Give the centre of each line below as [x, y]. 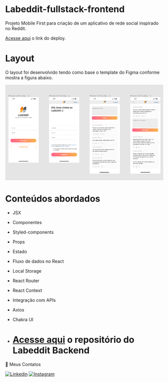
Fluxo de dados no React [38, 261]
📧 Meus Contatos [23, 364]
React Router [26, 280]
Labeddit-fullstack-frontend [65, 9]
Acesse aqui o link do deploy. [36, 38]
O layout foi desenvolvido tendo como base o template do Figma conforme [82, 72]
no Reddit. [16, 28]
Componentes [27, 222]
